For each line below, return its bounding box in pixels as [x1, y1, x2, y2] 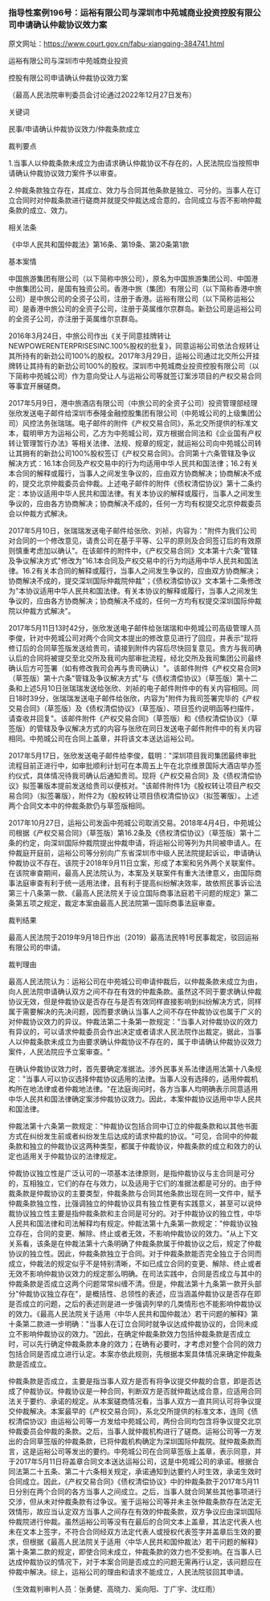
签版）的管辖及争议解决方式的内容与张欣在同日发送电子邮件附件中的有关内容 [8, 724, 262, 733]
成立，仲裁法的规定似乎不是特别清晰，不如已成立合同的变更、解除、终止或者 [8, 1259, 262, 1268]
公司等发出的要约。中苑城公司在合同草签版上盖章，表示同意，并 [50, 1447, 262, 1456]
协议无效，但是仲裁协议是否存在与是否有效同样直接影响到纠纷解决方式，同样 [8, 997, 262, 1007]
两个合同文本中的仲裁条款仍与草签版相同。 [8, 801, 149, 811]
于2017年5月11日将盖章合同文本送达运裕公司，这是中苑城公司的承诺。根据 [8, 1456, 252, 1467]
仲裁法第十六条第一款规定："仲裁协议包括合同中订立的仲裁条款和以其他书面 [8, 1121, 259, 1131]
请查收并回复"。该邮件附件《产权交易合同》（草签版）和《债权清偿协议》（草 [8, 713, 259, 724]
